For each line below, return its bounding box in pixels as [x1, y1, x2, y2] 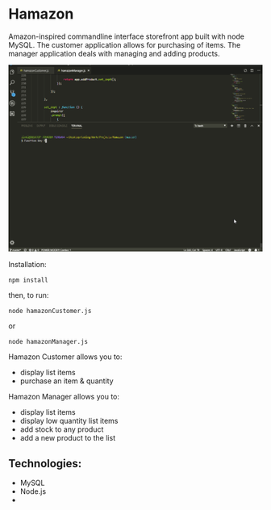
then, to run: [8, 291, 49, 300]
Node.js [19, 486, 47, 496]
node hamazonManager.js [8, 338, 89, 346]
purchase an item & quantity [19, 376, 115, 386]
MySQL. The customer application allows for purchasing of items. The [8, 40, 241, 49]
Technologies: [8, 457, 82, 470]
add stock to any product [19, 424, 104, 434]
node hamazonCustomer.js [8, 307, 92, 316]
